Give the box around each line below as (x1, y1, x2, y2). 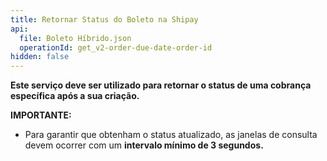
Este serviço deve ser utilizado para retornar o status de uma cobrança (10, 79, 312, 91)
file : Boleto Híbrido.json (19, 33, 132, 43)
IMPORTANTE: (10, 109, 72, 121)
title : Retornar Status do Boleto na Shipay (10, 14, 199, 25)
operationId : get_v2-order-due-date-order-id (19, 42, 213, 53)
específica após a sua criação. (10, 90, 140, 102)
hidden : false (10, 52, 70, 62)
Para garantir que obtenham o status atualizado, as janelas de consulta (24, 129, 318, 141)
